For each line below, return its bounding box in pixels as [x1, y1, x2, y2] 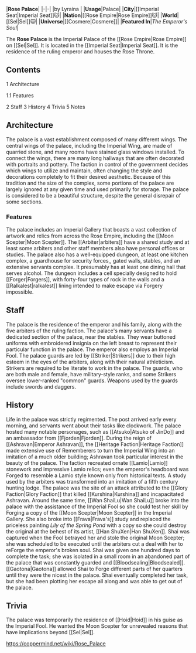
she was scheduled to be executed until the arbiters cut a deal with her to [6, 540, 183, 547]
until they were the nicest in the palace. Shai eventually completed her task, [6, 572, 188, 579]
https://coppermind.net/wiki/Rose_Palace [6, 640, 106, 647]
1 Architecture [6, 80, 40, 87]
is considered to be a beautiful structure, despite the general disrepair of [6, 192, 181, 199]
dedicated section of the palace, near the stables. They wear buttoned [6, 333, 176, 340]
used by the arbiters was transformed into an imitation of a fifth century [6, 478, 178, 485]
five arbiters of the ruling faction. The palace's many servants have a [6, 327, 172, 334]
